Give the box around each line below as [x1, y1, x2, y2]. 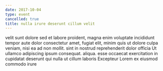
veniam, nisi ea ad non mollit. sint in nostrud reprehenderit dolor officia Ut [5, 45, 156, 51]
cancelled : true [5, 16, 39, 21]
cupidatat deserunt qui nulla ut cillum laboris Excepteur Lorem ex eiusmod [5, 56, 158, 62]
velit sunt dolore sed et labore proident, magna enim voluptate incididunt [5, 35, 155, 41]
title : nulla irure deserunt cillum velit [5, 21, 95, 26]
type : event [5, 12, 30, 17]
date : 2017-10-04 [5, 7, 41, 12]
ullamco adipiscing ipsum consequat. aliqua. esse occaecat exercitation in [5, 51, 158, 57]
